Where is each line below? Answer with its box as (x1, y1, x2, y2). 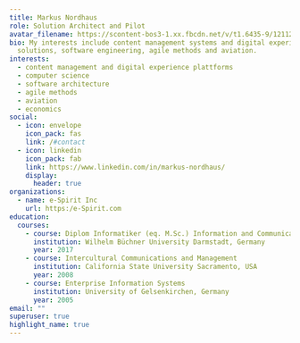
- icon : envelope (17, 121, 82, 130)
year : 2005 (32, 296, 74, 305)
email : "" (9, 304, 46, 313)
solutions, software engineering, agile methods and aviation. (17, 46, 257, 55)
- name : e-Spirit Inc (17, 196, 98, 205)
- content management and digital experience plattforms (17, 63, 234, 72)
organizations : (9, 188, 66, 197)
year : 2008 (32, 271, 74, 280)
